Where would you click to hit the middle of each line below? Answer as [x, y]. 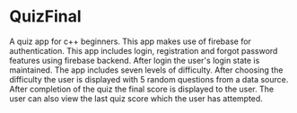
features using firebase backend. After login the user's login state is [135, 60]
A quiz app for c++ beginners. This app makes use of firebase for [130, 41]
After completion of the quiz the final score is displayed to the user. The [142, 89]
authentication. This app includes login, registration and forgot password [144, 50]
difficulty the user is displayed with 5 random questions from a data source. [149, 79]
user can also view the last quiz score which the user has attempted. [136, 98]
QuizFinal [46, 17]
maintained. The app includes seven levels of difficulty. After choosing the [146, 70]
